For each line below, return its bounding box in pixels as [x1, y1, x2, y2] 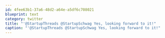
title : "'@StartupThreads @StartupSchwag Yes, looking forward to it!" [5, 21, 156, 26]
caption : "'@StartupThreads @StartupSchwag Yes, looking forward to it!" [5, 26, 161, 31]
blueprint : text [5, 12, 39, 17]
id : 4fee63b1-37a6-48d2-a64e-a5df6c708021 [5, 7, 94, 12]
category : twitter [5, 16, 43, 21]
